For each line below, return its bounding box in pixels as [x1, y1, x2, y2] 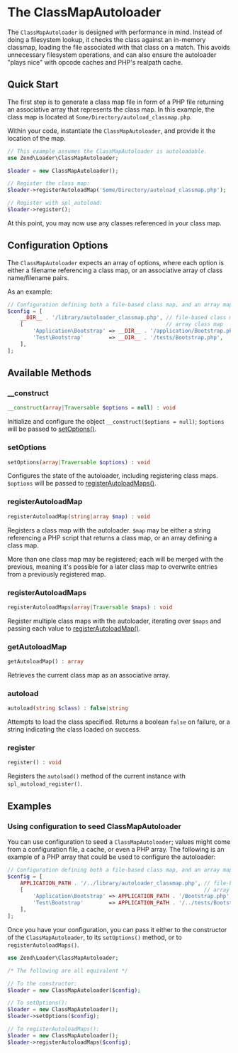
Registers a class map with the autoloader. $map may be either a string [7, 525, 211, 534]
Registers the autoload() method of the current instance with [7, 772, 186, 781]
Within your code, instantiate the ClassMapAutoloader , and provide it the [7, 126, 216, 135]
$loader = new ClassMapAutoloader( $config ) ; [7, 986, 141, 994]
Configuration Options [7, 240, 108, 252]
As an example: [7, 287, 52, 296]
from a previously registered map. [7, 570, 106, 578]
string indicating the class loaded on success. [7, 725, 142, 734]
